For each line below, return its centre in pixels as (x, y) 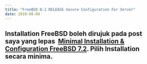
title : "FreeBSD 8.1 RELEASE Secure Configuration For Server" (70, 9)
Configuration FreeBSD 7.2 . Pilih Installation (72, 49)
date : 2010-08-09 (23, 14)
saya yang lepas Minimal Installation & (65, 41)
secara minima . (29, 56)
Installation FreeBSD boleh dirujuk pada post (73, 34)
